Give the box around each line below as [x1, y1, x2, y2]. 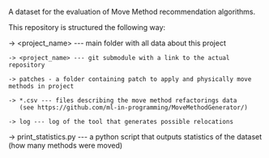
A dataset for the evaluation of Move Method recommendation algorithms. [8, 7, 256, 16]
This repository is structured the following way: [8, 23, 166, 32]
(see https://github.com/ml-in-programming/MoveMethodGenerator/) [19, 104, 249, 112]
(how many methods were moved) [8, 141, 123, 150]
